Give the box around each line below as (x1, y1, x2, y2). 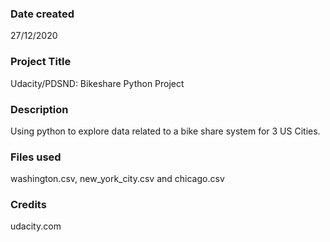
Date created (10, 7, 75, 21)
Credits (10, 198, 47, 212)
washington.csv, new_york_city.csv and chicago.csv (10, 173, 225, 185)
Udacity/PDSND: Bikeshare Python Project (10, 77, 185, 89)
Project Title (10, 55, 72, 69)
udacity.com (10, 220, 62, 232)
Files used (10, 150, 62, 164)
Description (10, 102, 69, 116)
